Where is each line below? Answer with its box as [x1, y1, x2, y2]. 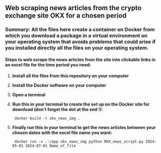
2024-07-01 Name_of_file [25, 143, 76, 148]
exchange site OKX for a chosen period [5, 12, 127, 20]
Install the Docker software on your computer [12, 82, 106, 88]
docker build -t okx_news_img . [14, 116, 80, 121]
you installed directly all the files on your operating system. [5, 44, 149, 51]
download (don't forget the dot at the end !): [12, 106, 103, 112]
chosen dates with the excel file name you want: [12, 130, 112, 135]
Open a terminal [12, 91, 45, 97]
